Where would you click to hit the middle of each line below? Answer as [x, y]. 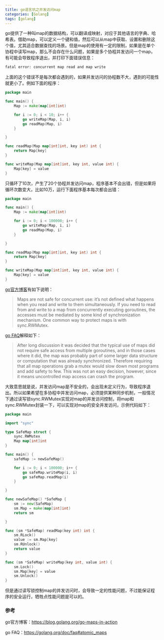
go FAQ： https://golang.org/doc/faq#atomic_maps [56, 633]
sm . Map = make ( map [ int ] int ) [42, 508]
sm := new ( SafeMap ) [34, 504]
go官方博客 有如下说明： [29, 289]
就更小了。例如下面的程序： [33, 83]
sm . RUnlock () [27, 544]
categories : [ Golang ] [27, 14]
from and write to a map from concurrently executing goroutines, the [86, 309]
